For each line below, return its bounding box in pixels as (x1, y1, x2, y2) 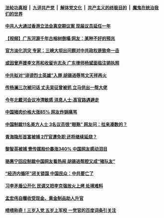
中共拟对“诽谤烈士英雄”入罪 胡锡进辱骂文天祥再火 (5, 72, 107, 78)
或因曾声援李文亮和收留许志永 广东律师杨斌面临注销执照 (5, 60, 120, 66)
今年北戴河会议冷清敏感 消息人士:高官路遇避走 (5, 97, 99, 103)
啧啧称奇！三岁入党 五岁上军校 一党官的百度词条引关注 (5, 208, 116, 214)
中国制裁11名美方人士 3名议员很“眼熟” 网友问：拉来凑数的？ (5, 121, 128, 127)
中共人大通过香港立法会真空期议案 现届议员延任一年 (5, 23, 111, 29)
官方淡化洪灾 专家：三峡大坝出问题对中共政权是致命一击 (5, 48, 120, 54)
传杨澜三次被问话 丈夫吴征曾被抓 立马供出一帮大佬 (5, 84, 108, 90)
